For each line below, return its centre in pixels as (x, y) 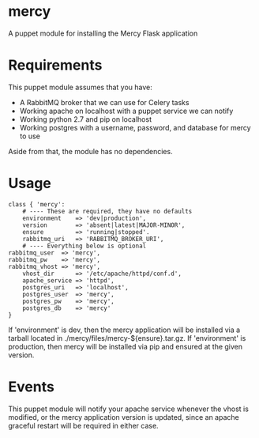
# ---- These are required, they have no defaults (107, 211)
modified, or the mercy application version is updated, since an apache (124, 417)
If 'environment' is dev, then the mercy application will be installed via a (124, 330)
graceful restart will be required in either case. (84, 425)
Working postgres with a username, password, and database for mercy (135, 127)
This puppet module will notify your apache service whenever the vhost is (128, 409)
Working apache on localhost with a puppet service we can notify (126, 111)
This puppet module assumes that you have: (80, 87)
